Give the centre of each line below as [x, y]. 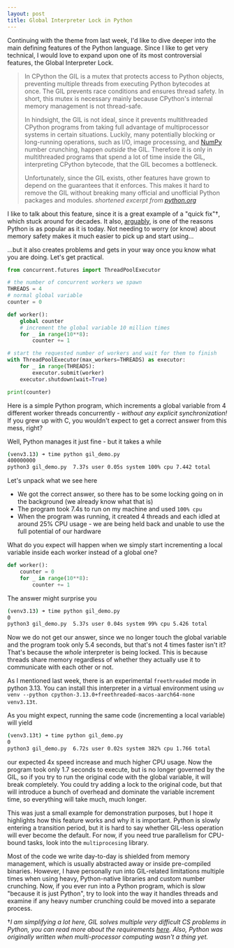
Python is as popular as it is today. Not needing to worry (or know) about [112, 228]
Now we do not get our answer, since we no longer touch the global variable [117, 638]
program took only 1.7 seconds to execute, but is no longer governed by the [116, 769]
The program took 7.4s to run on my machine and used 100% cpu [110, 509]
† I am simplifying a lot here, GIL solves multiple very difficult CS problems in [117, 921]
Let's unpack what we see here [52, 481]
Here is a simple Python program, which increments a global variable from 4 [117, 405]
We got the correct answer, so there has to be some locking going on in [120, 494]
